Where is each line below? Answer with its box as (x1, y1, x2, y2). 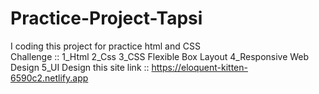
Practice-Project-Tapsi (10, 7, 203, 30)
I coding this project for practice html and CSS (10, 40, 201, 52)
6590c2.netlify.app (10, 72, 89, 84)
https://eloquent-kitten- (151, 61, 248, 73)
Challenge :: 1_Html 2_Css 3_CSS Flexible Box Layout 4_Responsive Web (10, 50, 310, 62)
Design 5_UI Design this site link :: (10, 61, 150, 73)
